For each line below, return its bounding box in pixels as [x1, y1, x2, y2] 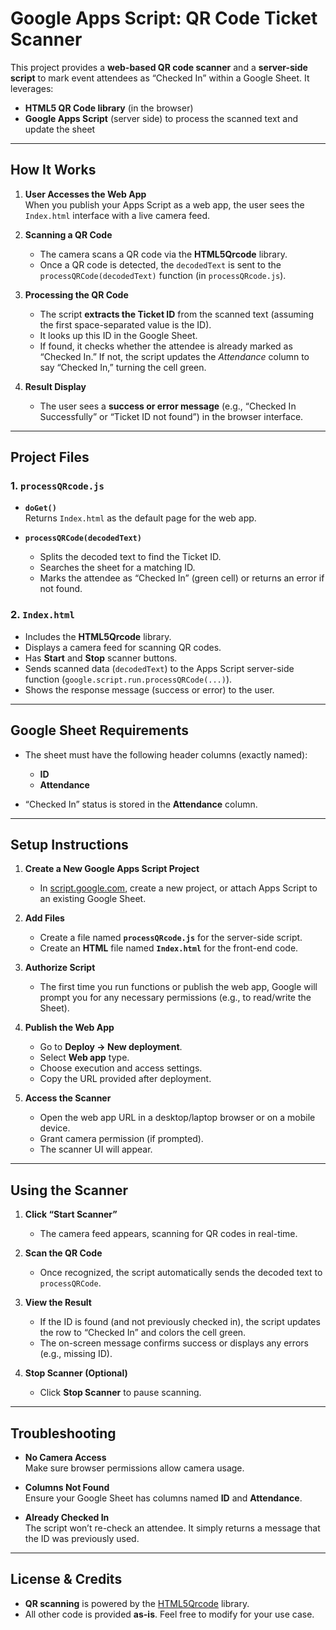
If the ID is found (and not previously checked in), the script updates [39, 1316, 321, 1328]
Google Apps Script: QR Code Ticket [10, 7, 318, 30]
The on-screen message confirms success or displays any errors [39, 1337, 309, 1349]
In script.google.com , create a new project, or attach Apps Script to [39, 882, 318, 894]
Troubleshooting [10, 1425, 117, 1442]
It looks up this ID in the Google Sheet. [39, 329, 198, 341]
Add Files [24, 912, 65, 924]
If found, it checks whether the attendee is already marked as [39, 340, 293, 352]
